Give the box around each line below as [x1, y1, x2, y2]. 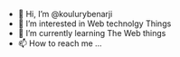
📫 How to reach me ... [17, 38, 102, 49]
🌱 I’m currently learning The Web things [17, 28, 166, 38]
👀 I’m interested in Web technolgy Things [17, 18, 172, 29]
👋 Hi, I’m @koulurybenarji [17, 9, 113, 19]
